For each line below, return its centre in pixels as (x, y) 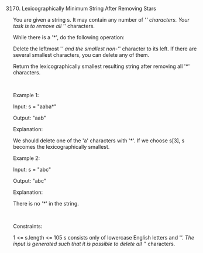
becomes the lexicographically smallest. (61, 147)
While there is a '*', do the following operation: (69, 37)
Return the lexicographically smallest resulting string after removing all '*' (102, 66)
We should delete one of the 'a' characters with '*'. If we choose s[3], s (99, 141)
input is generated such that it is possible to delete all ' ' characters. (94, 244)
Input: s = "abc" (32, 170)
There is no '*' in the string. (46, 204)
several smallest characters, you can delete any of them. (81, 55)
